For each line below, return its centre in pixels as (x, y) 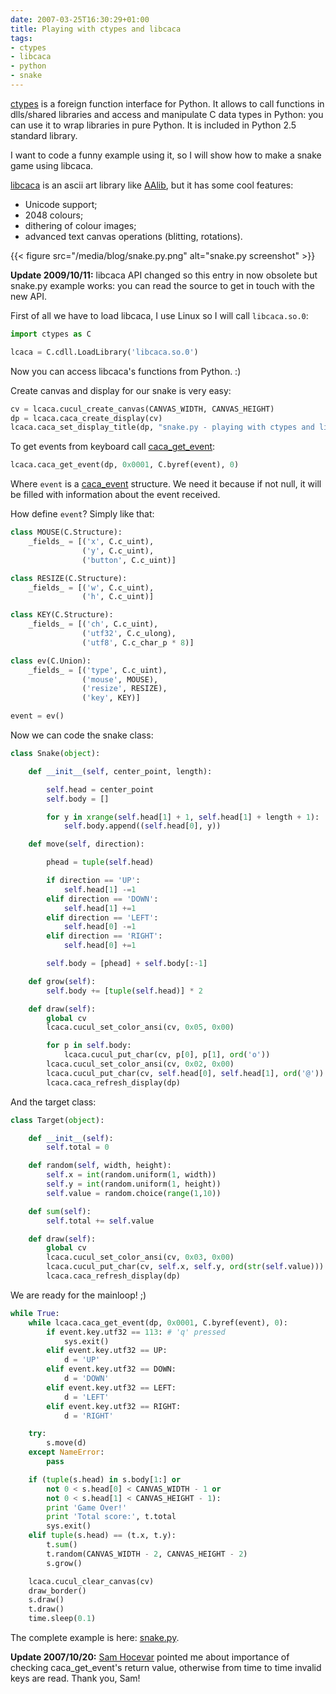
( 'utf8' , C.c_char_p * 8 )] (138, 642)
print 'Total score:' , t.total (111, 1517)
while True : (35, 1313)
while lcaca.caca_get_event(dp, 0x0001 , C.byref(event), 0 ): (158, 1322)
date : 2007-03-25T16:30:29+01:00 (80, 19)
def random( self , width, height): (100, 1166)
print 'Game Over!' (87, 1507)
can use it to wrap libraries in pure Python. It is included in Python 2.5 (153, 125)
